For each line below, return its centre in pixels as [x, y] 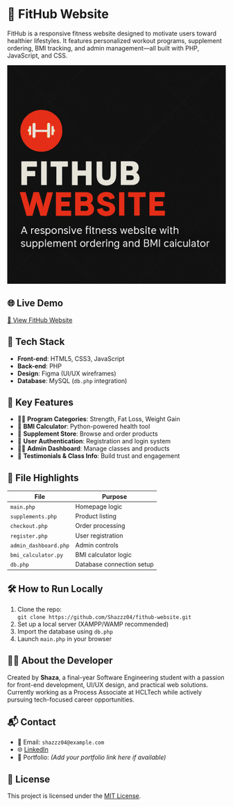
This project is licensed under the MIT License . [74, 796]
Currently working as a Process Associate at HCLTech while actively [105, 692]
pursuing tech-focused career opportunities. [71, 699]
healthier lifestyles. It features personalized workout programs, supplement [114, 40]
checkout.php [29, 527]
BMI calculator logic [103, 555]
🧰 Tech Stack [36, 342]
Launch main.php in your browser [64, 638]
